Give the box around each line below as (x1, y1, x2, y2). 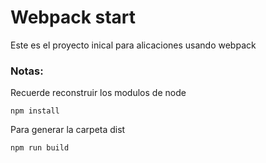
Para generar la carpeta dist (10, 124, 126, 136)
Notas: (10, 64, 44, 78)
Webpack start (10, 6, 137, 29)
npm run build (10, 143, 70, 153)
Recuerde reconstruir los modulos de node (10, 87, 187, 99)
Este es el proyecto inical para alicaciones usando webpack (10, 39, 257, 51)
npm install (10, 106, 60, 116)
